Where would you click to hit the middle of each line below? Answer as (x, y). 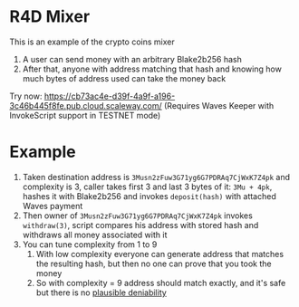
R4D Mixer (50, 17)
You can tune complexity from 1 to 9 (90, 244)
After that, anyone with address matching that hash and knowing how (152, 69)
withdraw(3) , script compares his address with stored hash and (140, 225)
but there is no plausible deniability (101, 293)
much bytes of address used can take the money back (124, 78)
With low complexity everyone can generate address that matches (159, 254)
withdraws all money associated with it (95, 235)
